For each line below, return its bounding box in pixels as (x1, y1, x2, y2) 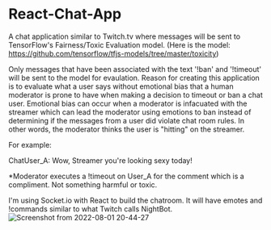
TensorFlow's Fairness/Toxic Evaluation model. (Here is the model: (8, 40, 231, 49)
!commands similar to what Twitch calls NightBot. (8, 203, 173, 214)
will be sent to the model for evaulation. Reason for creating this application (8, 73, 260, 82)
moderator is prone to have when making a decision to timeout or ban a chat (8, 90, 263, 99)
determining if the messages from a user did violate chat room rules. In (8, 115, 245, 125)
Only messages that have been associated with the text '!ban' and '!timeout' (8, 64, 261, 73)
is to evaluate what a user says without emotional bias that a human (8, 82, 234, 91)
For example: (8, 140, 53, 149)
